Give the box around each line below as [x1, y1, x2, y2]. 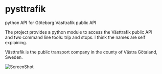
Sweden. [5, 54, 23, 60]
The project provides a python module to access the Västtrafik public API [5, 29, 153, 35]
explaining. [5, 39, 27, 45]
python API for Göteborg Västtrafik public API [5, 20, 96, 25]
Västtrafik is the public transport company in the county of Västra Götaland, [5, 49, 158, 55]
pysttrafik [5, 3, 46, 15]
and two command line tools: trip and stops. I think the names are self [5, 34, 146, 40]
